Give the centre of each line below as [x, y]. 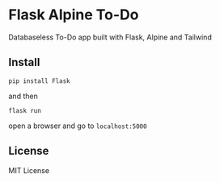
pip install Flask [39, 81]
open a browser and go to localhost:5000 [78, 126]
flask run [25, 110]
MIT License [29, 170]
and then [23, 96]
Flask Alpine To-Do [74, 15]
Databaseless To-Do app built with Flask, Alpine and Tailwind [110, 37]
